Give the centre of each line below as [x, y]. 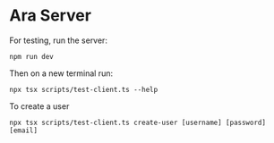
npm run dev [31, 56]
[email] [24, 130]
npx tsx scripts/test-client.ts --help [84, 89]
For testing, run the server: [58, 40]
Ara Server [51, 16]
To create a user [39, 106]
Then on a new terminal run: [61, 73]
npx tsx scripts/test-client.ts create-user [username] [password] [138, 122]
